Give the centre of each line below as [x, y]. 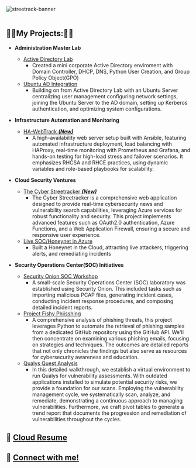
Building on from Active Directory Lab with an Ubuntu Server [105, 90]
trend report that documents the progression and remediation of [109, 413]
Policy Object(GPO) [55, 78]
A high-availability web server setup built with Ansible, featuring [109, 137]
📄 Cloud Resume [37, 438]
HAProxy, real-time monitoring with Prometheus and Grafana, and [111, 150]
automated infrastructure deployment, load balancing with [102, 144]
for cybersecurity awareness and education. [85, 357]
